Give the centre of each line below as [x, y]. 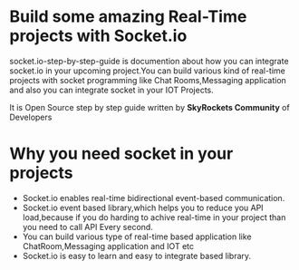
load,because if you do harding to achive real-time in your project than [154, 217]
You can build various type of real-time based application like [137, 236]
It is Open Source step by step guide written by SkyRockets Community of [149, 107]
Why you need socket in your [121, 154]
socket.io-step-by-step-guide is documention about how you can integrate [149, 61]
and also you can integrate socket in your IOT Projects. [112, 90]
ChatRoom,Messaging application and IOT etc [108, 246]
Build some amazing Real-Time [128, 17]
